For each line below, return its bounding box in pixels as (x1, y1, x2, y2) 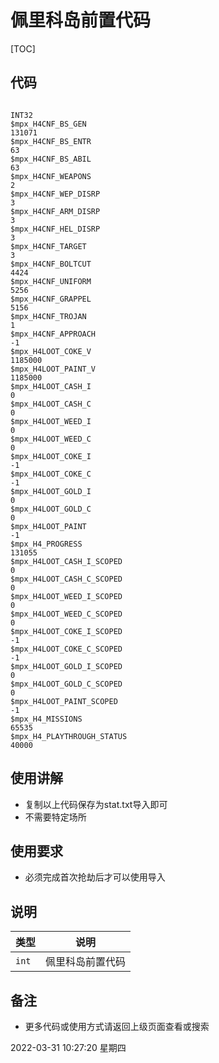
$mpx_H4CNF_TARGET (10, 241, 87, 251)
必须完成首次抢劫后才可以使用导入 (24, 871, 166, 883)
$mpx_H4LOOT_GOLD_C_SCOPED (10, 679, 123, 689)
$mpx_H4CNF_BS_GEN (10, 119, 87, 129)
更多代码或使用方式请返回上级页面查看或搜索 (24, 1021, 210, 1032)
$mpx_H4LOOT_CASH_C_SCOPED (10, 574, 123, 584)
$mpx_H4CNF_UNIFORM (10, 276, 92, 286)
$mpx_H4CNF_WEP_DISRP (10, 189, 101, 199)
